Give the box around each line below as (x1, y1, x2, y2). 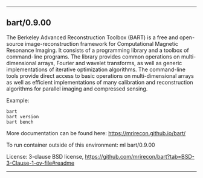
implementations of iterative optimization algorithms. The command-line (6, 66, 186, 73)
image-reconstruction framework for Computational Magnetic (25, 40, 178, 47)
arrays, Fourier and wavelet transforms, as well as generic (37, 59, 182, 66)
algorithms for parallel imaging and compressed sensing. (6, 85, 148, 92)
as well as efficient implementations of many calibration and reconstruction (6, 78, 193, 86)
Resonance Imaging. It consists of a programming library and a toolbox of (6, 46, 189, 54)
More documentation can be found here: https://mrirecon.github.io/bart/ (6, 129, 186, 136)
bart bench (6, 119, 34, 125)
